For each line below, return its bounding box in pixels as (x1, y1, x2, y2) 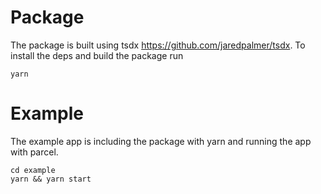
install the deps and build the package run (10, 49, 184, 61)
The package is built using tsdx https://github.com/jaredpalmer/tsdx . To (10, 39, 306, 51)
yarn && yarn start (10, 174, 92, 184)
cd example (10, 165, 56, 175)
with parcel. (10, 146, 59, 158)
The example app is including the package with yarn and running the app (10, 135, 312, 147)
